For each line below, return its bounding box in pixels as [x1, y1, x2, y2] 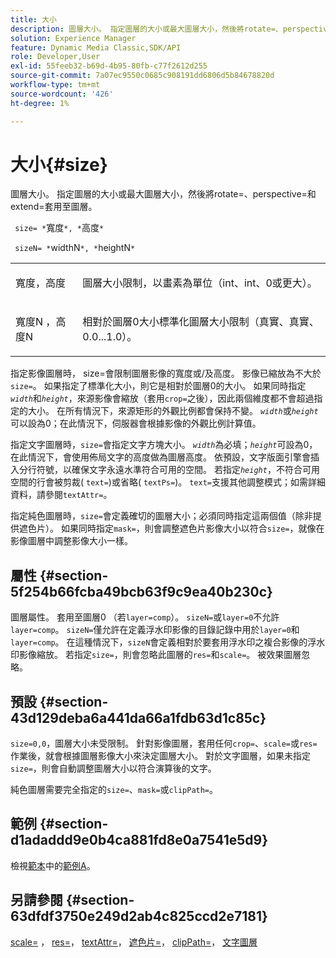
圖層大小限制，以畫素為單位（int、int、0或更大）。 [82, 276, 318, 290]
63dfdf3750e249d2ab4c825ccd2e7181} [10, 908, 268, 925]
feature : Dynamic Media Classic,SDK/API [10, 42, 182, 53]
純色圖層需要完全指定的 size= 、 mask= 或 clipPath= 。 [10, 784, 219, 796]
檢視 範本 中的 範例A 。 [10, 859, 96, 871]
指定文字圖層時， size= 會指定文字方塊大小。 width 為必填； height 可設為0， [10, 439, 318, 451]
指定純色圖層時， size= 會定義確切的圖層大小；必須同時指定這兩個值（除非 [10, 510, 313, 522]
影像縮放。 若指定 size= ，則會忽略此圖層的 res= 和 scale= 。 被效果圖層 [18, 649, 302, 661]
